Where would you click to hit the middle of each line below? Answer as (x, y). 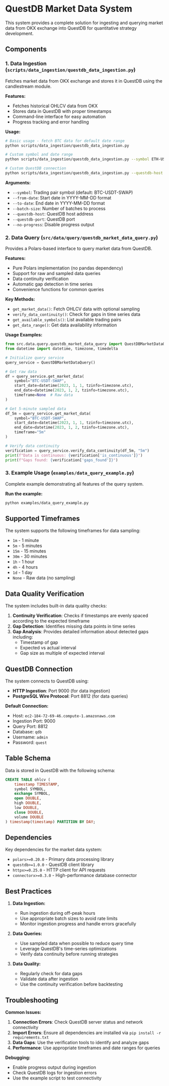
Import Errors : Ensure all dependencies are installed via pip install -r (87, 1033)
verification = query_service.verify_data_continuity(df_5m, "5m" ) (77, 451)
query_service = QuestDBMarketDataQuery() (50, 362)
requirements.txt (31, 1038)
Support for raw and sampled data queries (56, 274)
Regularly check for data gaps (51, 974)
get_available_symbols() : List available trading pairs (67, 320)
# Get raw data (21, 371)
